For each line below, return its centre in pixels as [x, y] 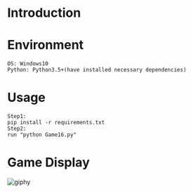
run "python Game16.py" [42, 135]
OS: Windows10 [28, 64]
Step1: [17, 117]
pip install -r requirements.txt [56, 123]
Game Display [48, 162]
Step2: [17, 129]
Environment [46, 45]
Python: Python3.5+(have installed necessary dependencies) [97, 70]
